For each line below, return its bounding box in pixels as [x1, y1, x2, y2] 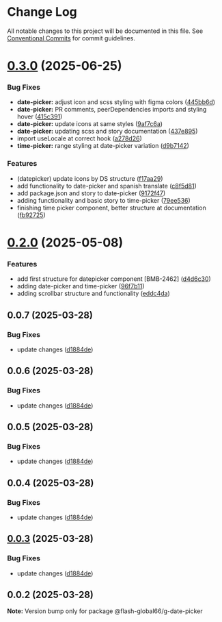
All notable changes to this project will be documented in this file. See [7, 27, 204, 35]
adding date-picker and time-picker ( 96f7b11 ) [16, 282, 145, 290]
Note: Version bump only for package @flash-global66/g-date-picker [7, 607, 203, 615]
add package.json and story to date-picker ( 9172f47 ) [16, 189, 166, 197]
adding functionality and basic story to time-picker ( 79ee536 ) [16, 196, 191, 204]
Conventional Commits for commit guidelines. [7, 34, 135, 42]
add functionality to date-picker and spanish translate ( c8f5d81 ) [16, 182, 197, 190]
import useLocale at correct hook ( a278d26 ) [16, 134, 142, 142]
